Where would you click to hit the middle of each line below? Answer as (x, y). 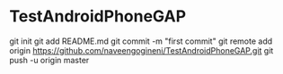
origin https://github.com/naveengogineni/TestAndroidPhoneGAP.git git (141, 50)
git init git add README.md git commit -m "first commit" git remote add (141, 41)
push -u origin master (49, 60)
